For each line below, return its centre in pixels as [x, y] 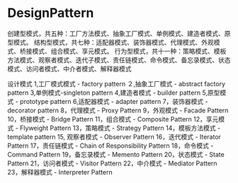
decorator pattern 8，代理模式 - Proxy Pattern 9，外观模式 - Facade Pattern [118, 110]
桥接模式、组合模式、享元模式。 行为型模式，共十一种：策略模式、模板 [123, 51]
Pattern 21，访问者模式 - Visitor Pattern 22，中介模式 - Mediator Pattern [112, 163]
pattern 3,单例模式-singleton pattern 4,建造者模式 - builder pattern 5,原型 [114, 93]
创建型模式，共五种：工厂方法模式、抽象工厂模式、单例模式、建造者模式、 [116, 33]
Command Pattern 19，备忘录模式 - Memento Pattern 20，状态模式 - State [116, 154]
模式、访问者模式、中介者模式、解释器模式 [69, 69]
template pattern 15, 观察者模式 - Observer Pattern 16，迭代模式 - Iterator [114, 136]
